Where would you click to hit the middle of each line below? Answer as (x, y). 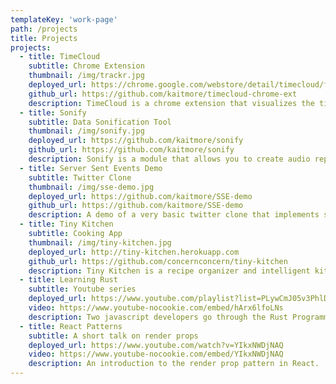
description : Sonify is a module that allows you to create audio (169, 159)
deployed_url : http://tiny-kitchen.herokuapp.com (134, 252)
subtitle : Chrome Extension (86, 66)
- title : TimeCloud (60, 57)
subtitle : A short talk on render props (113, 336)
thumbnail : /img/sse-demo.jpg (91, 187)
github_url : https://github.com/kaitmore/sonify (131, 150)
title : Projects (44, 38)
